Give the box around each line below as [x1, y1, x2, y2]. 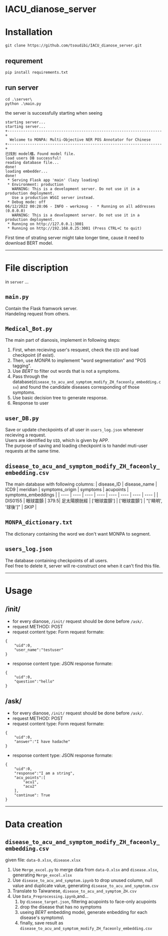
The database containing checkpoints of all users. [5, 557, 108, 563]
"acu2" [23, 784, 37, 789]
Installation [5, 27, 53, 38]
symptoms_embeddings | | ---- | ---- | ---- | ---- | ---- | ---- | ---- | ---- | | [5, 492, 158, 498]
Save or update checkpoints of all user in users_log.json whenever [5, 427, 144, 433]
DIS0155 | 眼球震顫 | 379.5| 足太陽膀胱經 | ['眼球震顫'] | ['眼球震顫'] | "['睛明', [5, 498, 162, 504]
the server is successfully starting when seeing [5, 110, 102, 116]
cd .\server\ [5, 97, 32, 102]
